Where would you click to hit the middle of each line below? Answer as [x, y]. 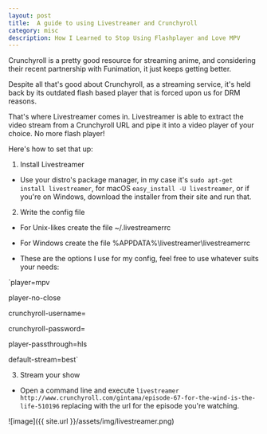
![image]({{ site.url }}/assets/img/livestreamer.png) [91, 421]
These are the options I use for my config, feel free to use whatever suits [139, 259]
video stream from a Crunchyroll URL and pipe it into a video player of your [132, 125]
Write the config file [52, 213]
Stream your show [50, 375]
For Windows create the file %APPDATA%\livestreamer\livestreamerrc [135, 243]
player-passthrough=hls [48, 344]
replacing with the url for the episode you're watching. [150, 406]
